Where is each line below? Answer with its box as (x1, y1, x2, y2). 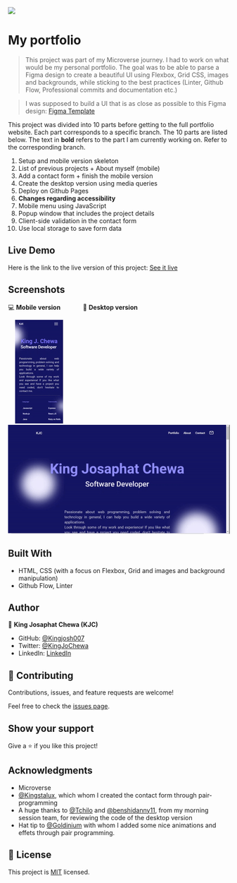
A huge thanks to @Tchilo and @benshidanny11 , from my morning (18, 805, 209, 815)
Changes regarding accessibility (18, 194, 116, 203)
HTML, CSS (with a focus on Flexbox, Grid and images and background (18, 566, 225, 575)
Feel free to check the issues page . (8, 702, 110, 711)
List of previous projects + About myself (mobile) (18, 164, 160, 172)
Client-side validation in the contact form (18, 216, 137, 225)
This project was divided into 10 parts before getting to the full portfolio (8, 120, 214, 128)
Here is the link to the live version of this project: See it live (8, 263, 178, 272)
